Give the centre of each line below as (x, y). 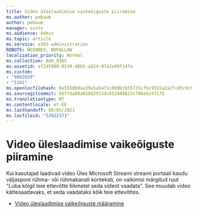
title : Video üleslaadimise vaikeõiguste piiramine (71, 11)
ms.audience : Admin (30, 34)
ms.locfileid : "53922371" (38, 115)
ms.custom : (19, 72)
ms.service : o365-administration (47, 45)
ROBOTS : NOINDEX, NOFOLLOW (39, 50)
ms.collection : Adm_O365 (37, 61)
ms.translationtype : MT (35, 99)
